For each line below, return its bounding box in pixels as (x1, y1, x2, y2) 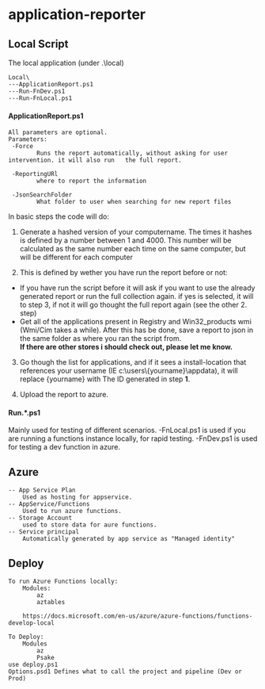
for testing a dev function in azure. (8, 442, 121, 452)
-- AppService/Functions (8, 500, 90, 508)
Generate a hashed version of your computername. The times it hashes (19, 228, 252, 237)
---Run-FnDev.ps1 (8, 87, 66, 95)
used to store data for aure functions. (22, 521, 157, 529)
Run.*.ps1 (8, 408, 41, 417)
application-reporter (8, 6, 146, 24)
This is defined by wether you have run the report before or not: (19, 268, 228, 278)
